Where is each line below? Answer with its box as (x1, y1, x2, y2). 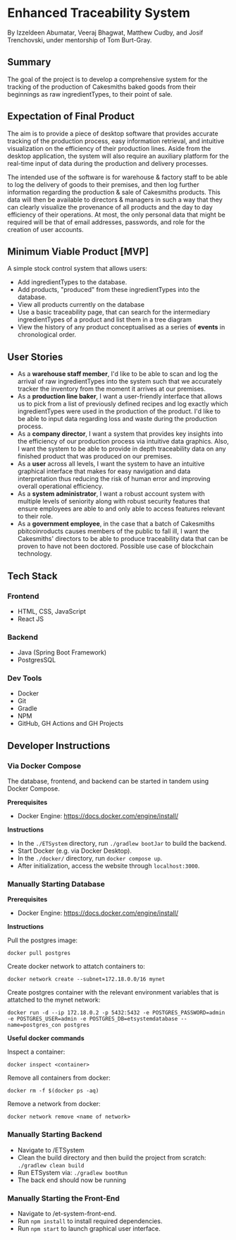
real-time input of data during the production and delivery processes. (7, 159, 209, 167)
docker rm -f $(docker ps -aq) (7, 1088, 99, 1095)
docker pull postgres (7, 950, 71, 957)
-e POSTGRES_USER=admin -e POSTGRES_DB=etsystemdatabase (7, 1016, 178, 1023)
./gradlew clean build (17, 1162, 85, 1169)
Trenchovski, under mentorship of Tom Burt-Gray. (7, 35, 152, 44)
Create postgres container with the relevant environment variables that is (7, 988, 219, 997)
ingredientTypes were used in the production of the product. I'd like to (17, 407, 221, 415)
